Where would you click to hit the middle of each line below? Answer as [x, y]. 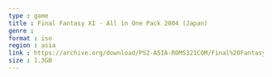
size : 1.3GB [30, 61]
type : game [28, 16]
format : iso [30, 38]
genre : [21, 30]
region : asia [32, 46]
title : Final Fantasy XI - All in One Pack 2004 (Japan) [108, 23]
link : [19, 53]
